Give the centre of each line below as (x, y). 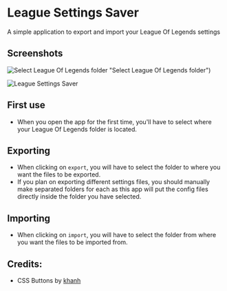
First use (26, 105)
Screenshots (35, 53)
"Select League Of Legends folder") (160, 70)
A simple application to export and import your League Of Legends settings (114, 32)
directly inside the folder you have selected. (79, 197)
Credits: (25, 264)
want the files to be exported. (59, 174)
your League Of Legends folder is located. (77, 129)
